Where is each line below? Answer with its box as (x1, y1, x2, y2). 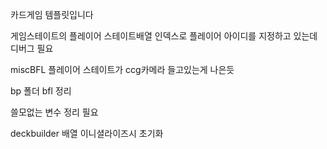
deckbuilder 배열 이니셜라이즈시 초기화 (10, 128, 164, 139)
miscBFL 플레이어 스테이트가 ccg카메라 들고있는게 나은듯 (10, 64, 235, 75)
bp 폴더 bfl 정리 (10, 85, 72, 97)
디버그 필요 (10, 43, 54, 54)
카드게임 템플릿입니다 (10, 9, 94, 20)
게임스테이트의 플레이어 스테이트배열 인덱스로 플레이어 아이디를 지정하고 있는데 (10, 30, 318, 42)
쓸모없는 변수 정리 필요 (10, 106, 99, 118)
